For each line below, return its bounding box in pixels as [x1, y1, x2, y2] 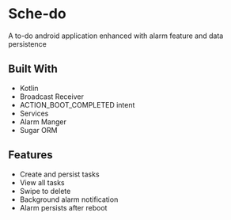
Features [8, 148, 53, 162]
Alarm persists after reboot [19, 203, 108, 212]
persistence [8, 39, 47, 48]
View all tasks [19, 177, 65, 187]
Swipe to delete [19, 186, 71, 195]
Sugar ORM [19, 125, 58, 135]
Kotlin [19, 83, 39, 93]
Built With [8, 63, 58, 76]
